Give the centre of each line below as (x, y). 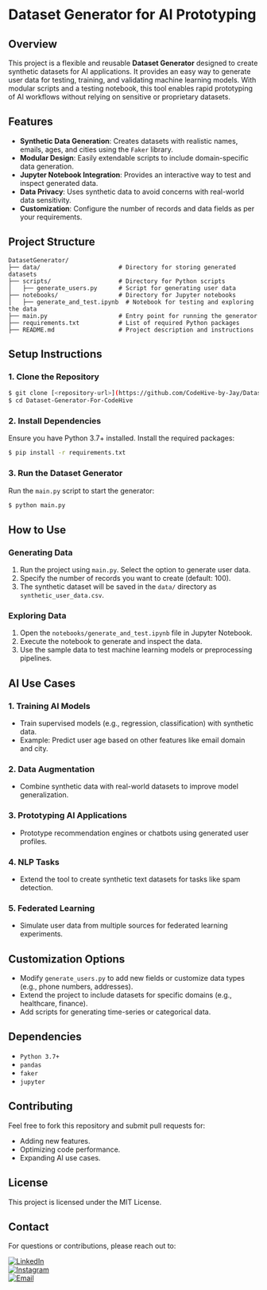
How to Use (37, 530)
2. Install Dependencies (55, 420)
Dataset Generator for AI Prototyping (132, 15)
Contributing (41, 1106)
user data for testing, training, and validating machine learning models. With (132, 80)
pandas (31, 1065)
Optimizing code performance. (70, 1149)
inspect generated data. (59, 183)
